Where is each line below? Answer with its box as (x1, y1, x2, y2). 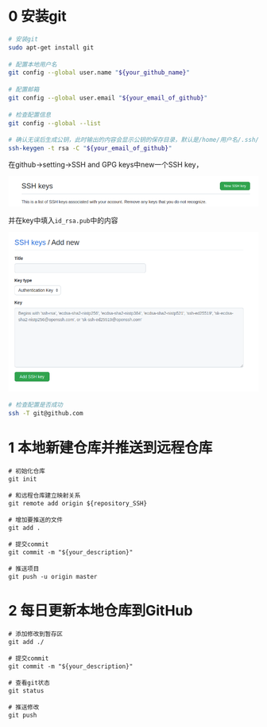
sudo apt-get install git (8, 43, 94, 52)
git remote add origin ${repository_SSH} (8, 499, 148, 507)
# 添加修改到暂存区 (8, 630, 64, 638)
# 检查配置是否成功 (8, 401, 64, 409)
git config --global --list (8, 119, 102, 128)
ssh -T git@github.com (8, 410, 83, 418)
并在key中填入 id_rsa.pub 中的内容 (8, 216, 118, 226)
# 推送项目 (8, 564, 40, 572)
